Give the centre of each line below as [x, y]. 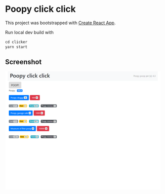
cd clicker [16, 42]
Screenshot [23, 62]
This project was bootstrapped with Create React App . [61, 23]
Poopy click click [41, 9]
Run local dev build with [29, 32]
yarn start [16, 47]
